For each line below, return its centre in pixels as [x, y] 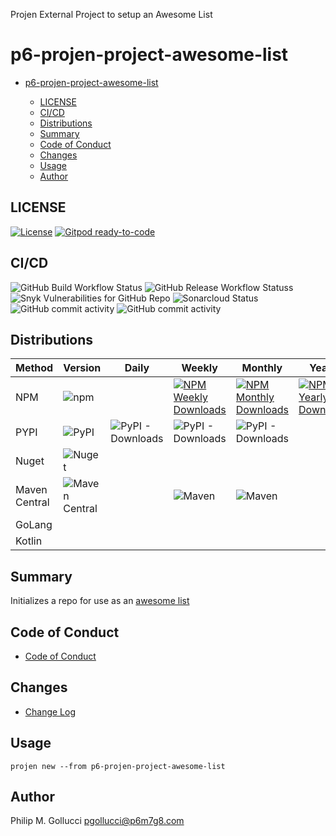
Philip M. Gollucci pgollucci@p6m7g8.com [97, 821]
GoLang [34, 525]
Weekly [199, 368]
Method [34, 368]
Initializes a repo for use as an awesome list [100, 601]
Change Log [50, 711]
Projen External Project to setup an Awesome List [111, 14]
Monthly [262, 368]
